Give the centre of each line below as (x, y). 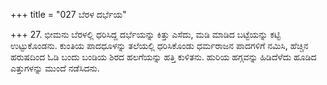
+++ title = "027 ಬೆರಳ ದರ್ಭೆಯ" (68, 14)
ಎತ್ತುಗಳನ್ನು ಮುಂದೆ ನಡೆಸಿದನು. (55, 68)
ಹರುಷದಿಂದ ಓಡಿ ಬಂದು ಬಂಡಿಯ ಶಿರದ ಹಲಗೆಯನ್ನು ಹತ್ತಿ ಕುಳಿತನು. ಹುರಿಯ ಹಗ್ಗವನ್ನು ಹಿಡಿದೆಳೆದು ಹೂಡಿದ (163, 57)
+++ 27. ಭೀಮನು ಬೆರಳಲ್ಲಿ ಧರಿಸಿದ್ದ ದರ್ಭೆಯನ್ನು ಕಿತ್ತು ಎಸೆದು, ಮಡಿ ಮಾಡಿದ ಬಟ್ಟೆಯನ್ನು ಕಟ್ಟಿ (145, 34)
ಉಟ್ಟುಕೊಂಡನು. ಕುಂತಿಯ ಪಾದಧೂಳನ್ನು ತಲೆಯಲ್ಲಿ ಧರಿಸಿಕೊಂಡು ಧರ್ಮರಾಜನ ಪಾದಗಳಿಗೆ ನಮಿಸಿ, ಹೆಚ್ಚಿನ (159, 45)
